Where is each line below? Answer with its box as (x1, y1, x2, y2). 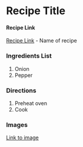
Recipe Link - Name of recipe (6, 37, 78, 44)
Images (6, 120, 28, 129)
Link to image (6, 134, 39, 141)
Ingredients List (6, 52, 52, 60)
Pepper (14, 71, 33, 79)
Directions (6, 86, 36, 94)
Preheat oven (14, 99, 48, 107)
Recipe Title (6, 4, 66, 18)
